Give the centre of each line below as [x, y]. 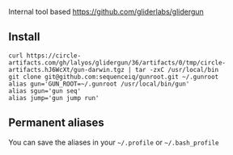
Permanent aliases [57, 123]
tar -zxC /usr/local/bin [177, 69]
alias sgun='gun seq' [45, 91]
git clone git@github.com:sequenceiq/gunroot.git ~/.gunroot [114, 77]
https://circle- [54, 56]
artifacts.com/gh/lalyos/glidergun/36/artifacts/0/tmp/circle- [117, 63]
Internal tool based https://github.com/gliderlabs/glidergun [106, 12]
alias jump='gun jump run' [54, 98]
